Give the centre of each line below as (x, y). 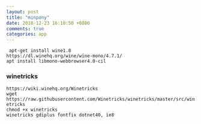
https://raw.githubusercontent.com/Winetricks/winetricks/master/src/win (101, 99)
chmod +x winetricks (32, 110)
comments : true (25, 29)
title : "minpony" (28, 17)
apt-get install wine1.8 (40, 51)
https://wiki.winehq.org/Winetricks (52, 89)
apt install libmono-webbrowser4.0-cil (56, 61)
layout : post (23, 12)
